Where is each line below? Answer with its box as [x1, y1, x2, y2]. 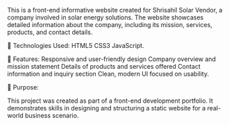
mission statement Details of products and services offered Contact [7, 62, 201, 70]
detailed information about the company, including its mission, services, [7, 21, 213, 28]
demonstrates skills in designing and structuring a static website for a [7, 104, 206, 112]
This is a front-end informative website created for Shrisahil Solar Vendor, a [7, 6, 223, 14]
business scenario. [24, 111, 79, 119]
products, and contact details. [7, 28, 93, 36]
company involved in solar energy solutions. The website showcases [7, 13, 204, 22]
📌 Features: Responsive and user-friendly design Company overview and [7, 55, 217, 63]
